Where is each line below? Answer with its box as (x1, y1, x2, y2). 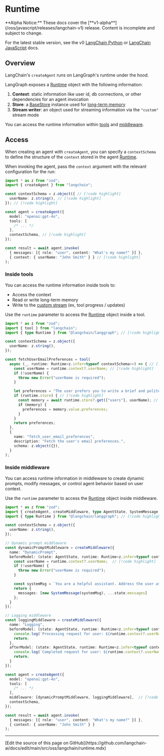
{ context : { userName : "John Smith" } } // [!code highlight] (9, 255, 141, 260)
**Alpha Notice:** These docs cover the (5, 20, 87, 26)
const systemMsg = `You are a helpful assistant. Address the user (14, 581, 154, 587)
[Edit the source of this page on (5, 740, 69, 746)
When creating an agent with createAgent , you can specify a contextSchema (5, 149, 156, 155)
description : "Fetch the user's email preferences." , (14, 439, 125, 443)
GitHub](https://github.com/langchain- (69, 740, 147, 746)
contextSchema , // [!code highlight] (9, 232, 86, 237)
